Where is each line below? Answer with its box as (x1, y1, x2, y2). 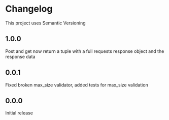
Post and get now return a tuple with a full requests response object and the (5, 48, 164, 54)
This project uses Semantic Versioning (5, 20, 86, 26)
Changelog (5, 3, 53, 15)
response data (5, 53, 36, 59)
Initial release (5, 110, 33, 116)
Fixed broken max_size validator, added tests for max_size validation (5, 82, 148, 88)
